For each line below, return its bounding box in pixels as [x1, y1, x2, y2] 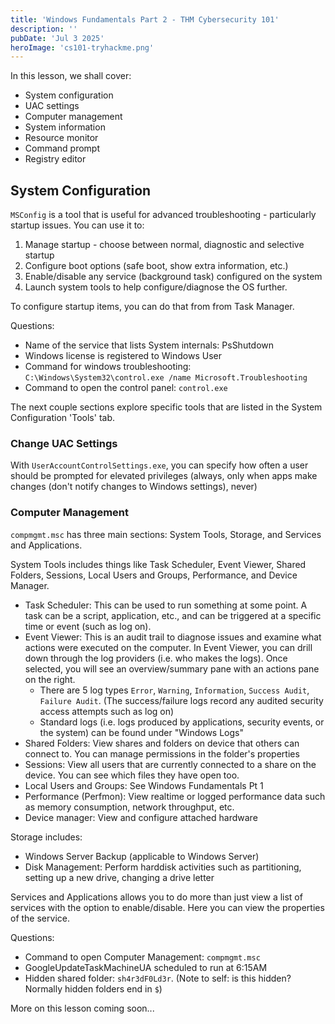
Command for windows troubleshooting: [24, 361, 192, 373]
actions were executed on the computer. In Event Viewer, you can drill [24, 641, 313, 653]
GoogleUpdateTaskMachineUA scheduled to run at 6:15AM [24, 961, 268, 973]
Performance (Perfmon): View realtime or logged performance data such [24, 790, 326, 802]
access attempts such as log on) [39, 705, 175, 717]
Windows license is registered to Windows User [24, 350, 223, 362]
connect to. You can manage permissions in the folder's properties [24, 747, 300, 760]
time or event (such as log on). [24, 620, 152, 632]
